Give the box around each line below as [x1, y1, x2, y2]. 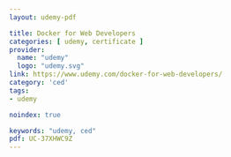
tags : [9, 86, 29, 95]
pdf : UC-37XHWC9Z [9, 134, 73, 144]
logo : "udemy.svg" [17, 62, 86, 71]
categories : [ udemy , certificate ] [9, 37, 144, 46]
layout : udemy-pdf [9, 12, 77, 22]
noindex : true [9, 110, 62, 119]
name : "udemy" [17, 54, 69, 63]
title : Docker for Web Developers [9, 28, 137, 38]
